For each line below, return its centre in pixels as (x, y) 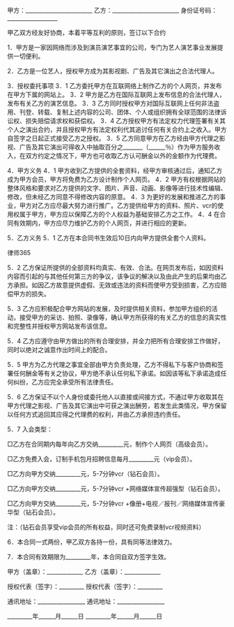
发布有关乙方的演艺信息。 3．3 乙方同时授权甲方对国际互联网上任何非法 (110, 103)
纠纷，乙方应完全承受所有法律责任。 (65, 382)
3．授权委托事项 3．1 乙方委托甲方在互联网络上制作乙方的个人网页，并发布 (115, 86)
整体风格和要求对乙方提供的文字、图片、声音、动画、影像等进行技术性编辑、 (117, 188)
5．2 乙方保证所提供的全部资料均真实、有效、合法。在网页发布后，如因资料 (116, 267)
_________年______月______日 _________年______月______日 (85, 616)
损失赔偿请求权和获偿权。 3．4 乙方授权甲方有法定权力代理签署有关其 (126, 121)
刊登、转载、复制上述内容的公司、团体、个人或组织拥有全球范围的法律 (120, 112)
